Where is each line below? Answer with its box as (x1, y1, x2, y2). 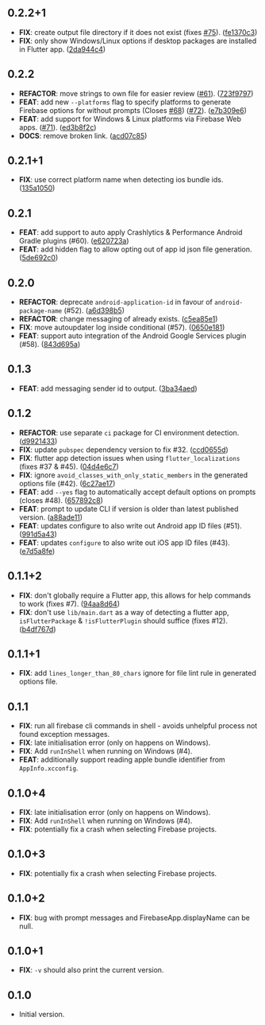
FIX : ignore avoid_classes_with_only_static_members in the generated (18, 470, 248, 480)
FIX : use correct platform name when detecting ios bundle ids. (18, 175, 224, 185)
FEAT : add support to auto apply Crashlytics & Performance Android (18, 228, 243, 237)
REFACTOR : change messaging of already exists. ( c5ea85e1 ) (18, 314, 218, 324)
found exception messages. (18, 730, 110, 739)
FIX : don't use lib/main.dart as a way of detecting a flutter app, (18, 607, 229, 617)
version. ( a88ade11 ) (18, 512, 83, 522)
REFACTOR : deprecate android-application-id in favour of (18, 298, 213, 307)
